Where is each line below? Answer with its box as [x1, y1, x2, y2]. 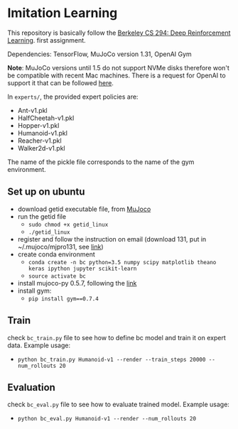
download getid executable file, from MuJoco [17, 205, 151, 213]
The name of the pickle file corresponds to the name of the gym [7, 158, 195, 166]
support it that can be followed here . [7, 78, 114, 87]
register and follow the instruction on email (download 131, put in [17, 234, 207, 243]
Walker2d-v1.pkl [17, 143, 65, 152]
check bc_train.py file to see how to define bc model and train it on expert [7, 333, 226, 342]
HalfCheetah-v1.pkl [17, 114, 75, 122]
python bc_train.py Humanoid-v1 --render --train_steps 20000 [17, 356, 206, 363]
